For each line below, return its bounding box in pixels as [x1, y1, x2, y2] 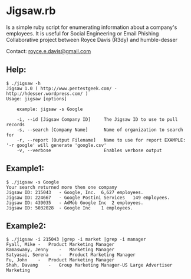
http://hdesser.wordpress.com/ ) [6, 90, 88, 97]
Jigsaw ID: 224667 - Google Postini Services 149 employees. [6, 195, 170, 201]
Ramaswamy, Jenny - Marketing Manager [6, 247, 115, 253]
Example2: [6, 221, 46, 231]
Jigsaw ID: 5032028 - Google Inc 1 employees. [6, 205, 133, 211]
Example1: [6, 163, 45, 173]
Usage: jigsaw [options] [6, 96, 67, 101]
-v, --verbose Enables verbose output [17, 147, 162, 153]
